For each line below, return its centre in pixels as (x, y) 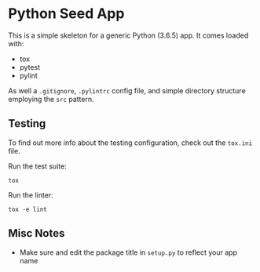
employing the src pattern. (51, 99)
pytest (30, 67)
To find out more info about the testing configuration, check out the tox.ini (130, 143)
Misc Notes (37, 233)
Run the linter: (31, 195)
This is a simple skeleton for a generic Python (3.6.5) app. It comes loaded (128, 35)
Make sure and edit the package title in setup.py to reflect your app (128, 252)
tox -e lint (27, 209)
